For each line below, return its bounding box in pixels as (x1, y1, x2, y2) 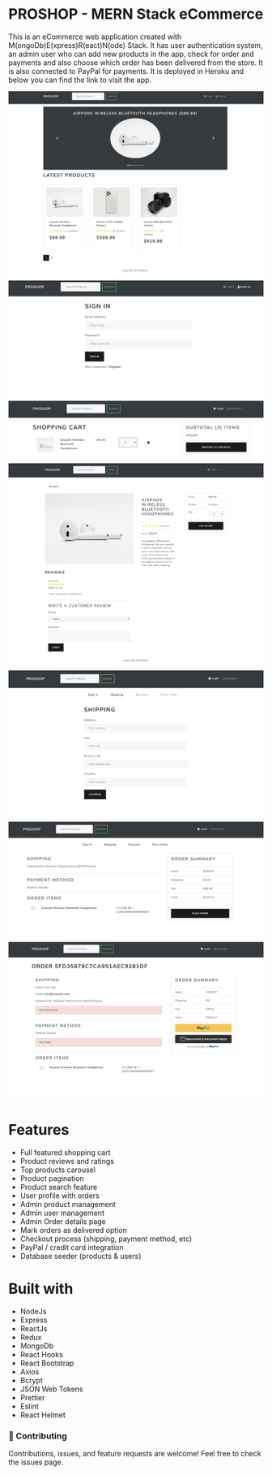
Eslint (19, 1401, 39, 1411)
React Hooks (19, 1349, 63, 1359)
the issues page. (8, 1457, 64, 1467)
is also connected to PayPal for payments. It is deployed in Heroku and (8, 66, 244, 76)
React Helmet (19, 1410, 66, 1420)
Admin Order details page (19, 1216, 107, 1226)
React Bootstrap (19, 1358, 74, 1368)
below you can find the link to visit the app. (8, 75, 152, 84)
